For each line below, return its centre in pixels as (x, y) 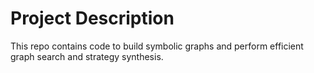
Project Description (92, 18)
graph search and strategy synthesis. (87, 56)
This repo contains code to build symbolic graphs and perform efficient (157, 46)
